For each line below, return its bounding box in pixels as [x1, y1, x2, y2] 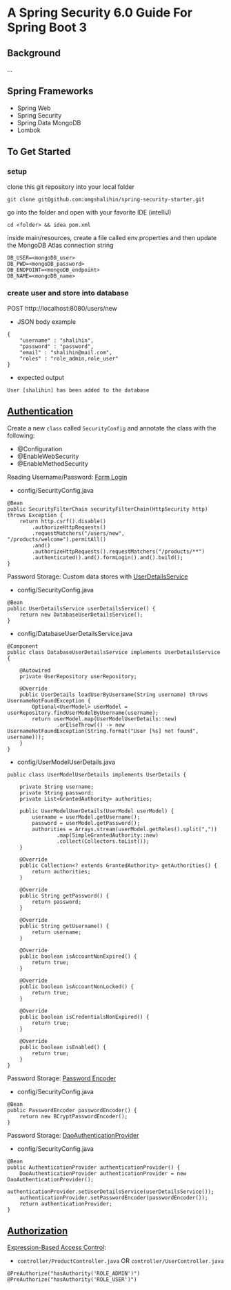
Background [7, 47, 61, 59]
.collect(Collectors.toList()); [56, 837, 150, 845]
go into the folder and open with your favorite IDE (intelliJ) [7, 208, 172, 216]
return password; [32, 898, 81, 905]
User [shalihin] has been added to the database [7, 386, 150, 394]
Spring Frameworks [7, 85, 94, 98]
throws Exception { [7, 511, 63, 518]
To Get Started [7, 146, 71, 158]
